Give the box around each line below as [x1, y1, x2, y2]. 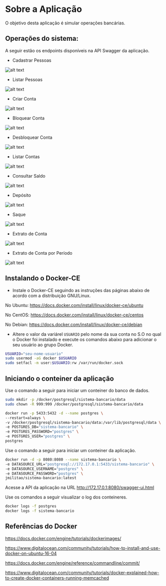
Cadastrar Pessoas [12, 57, 52, 63]
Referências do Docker [5, 522, 78, 531]
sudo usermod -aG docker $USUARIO [5, 356, 77, 361]
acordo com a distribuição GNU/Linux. [12, 293, 91, 298]
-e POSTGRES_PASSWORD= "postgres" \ [5, 429, 79, 434]
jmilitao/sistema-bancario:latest [5, 476, 77, 481]
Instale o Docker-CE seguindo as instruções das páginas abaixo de [12, 287, 150, 293]
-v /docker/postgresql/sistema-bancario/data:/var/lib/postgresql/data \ [5, 420, 162, 425]
